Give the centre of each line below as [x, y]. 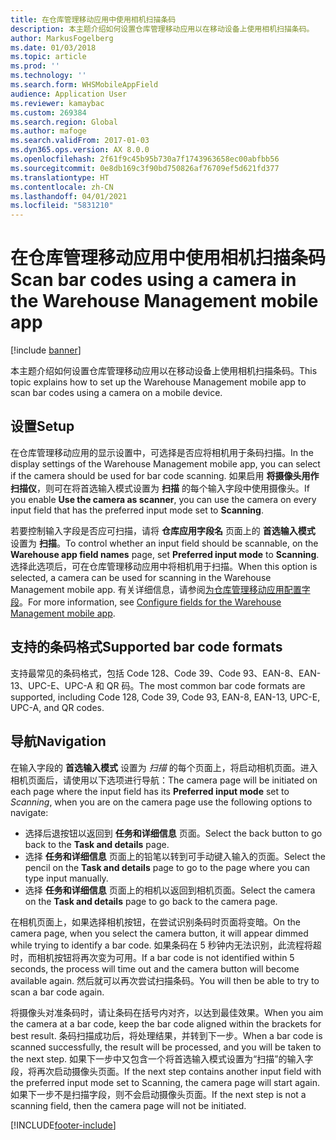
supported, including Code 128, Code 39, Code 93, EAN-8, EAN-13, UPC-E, [165, 697]
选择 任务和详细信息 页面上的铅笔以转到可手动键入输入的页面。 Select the [175, 856]
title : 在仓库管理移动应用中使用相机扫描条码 [93, 19]
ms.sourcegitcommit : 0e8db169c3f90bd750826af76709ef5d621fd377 [145, 168]
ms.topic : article [48, 57]
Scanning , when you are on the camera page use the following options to [161, 802]
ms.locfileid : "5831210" [62, 206]
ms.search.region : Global [64, 122]
